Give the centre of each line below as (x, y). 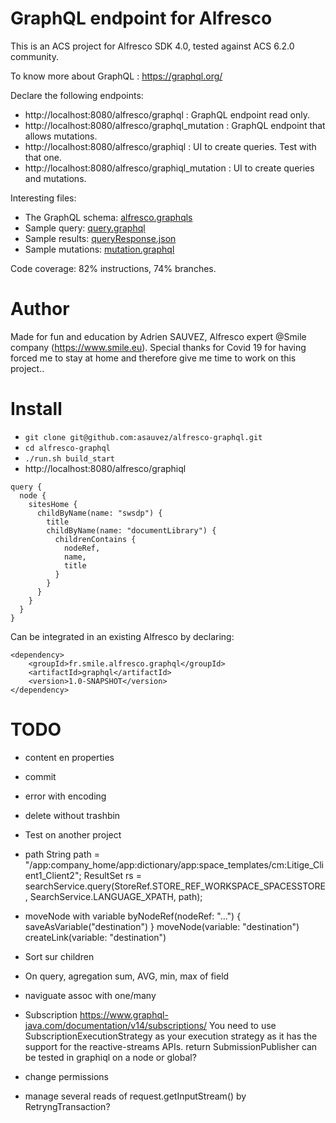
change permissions (66, 1076)
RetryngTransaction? (67, 1106)
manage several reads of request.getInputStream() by (135, 1096)
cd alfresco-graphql (67, 448)
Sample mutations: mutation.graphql (99, 249)
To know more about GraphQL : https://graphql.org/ (116, 76)
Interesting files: (43, 198)
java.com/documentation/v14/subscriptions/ (116, 1025)
